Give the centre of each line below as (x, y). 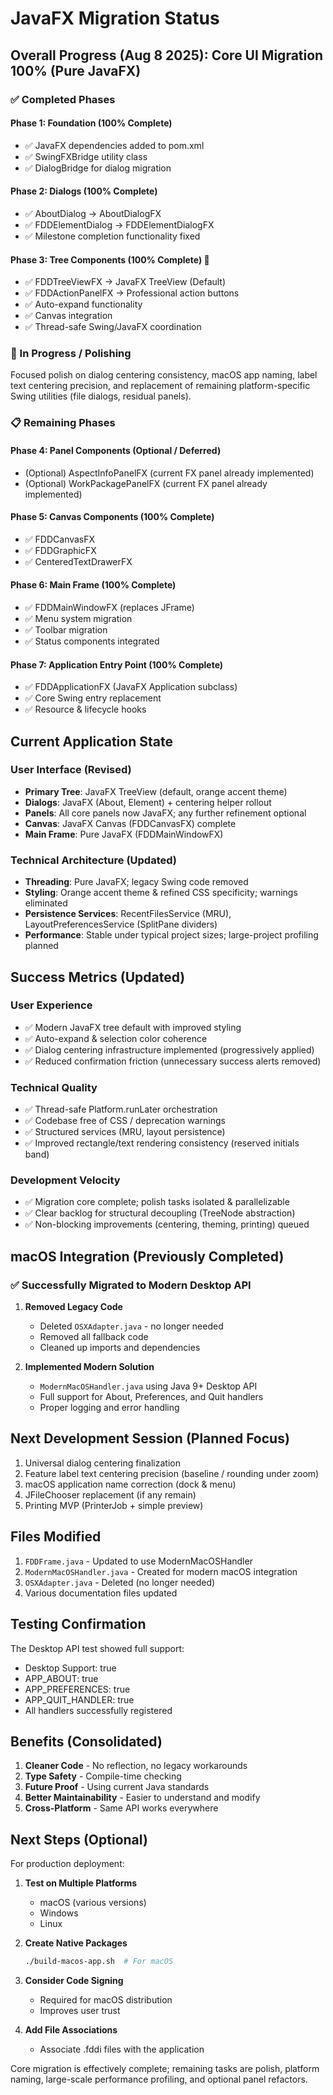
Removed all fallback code (94, 1337)
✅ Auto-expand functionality (83, 304)
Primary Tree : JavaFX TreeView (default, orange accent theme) (156, 791)
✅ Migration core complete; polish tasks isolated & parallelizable (157, 1202)
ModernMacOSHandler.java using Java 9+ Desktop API (148, 1386)
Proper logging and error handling (109, 1408)
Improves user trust (80, 2011)
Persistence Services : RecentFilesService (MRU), (128, 914)
